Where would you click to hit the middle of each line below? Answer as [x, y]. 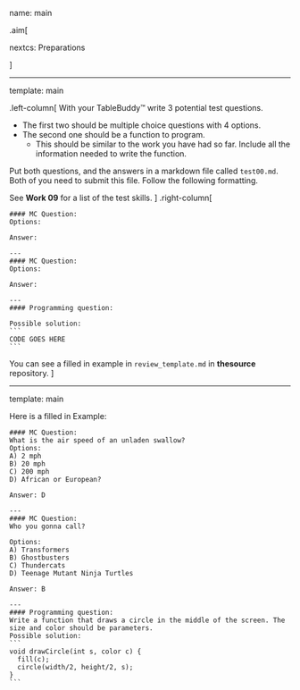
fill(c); [33, 660]
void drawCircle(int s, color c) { [75, 652]
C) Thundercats [37, 566]
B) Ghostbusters [39, 558]
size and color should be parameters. [81, 628]
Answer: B [28, 589]
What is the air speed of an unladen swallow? [97, 441]
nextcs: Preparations [47, 47]
